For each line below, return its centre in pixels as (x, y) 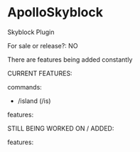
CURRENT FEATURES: (40, 73)
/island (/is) (34, 101)
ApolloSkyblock (55, 12)
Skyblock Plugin (31, 32)
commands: (25, 87)
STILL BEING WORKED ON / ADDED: (61, 128)
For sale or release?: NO (43, 45)
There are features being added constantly (70, 59)
